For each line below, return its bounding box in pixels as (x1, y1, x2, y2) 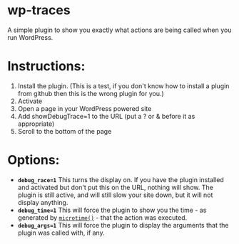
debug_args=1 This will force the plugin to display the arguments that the (17, 221, 229, 229)
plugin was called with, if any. (17, 228, 105, 237)
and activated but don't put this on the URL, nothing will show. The (17, 183, 214, 191)
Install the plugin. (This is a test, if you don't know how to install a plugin (17, 81, 230, 90)
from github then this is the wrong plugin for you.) (17, 89, 164, 97)
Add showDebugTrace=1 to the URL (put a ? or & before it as (17, 112, 195, 120)
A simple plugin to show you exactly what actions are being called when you (7, 26, 232, 34)
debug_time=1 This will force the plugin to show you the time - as (17, 206, 207, 214)
